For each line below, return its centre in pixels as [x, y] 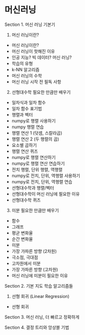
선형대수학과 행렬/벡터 [33, 188]
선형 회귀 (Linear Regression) [40, 296]
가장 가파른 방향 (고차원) [35, 269]
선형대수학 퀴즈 [26, 200]
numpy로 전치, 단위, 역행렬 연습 [42, 181]
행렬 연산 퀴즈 [25, 151]
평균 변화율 [22, 233]
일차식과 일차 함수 [29, 102]
